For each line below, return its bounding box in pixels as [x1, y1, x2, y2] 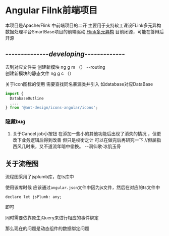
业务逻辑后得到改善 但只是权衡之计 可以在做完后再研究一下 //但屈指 [21, 137, 161, 143]
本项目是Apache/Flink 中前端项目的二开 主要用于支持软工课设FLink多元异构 [5, 22, 161, 28]
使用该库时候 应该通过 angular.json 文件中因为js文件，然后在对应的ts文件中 [5, 184, 160, 191]
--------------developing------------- [5, 50, 125, 59]
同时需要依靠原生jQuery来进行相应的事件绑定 [5, 215, 99, 221]
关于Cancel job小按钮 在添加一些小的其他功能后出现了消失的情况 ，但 [12, 130, 157, 136]
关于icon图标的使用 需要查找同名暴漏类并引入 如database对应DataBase [5, 81, 153, 87]
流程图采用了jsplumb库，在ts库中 [5, 174, 74, 180]
